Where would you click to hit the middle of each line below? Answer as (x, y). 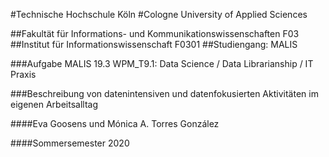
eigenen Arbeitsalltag (54, 104)
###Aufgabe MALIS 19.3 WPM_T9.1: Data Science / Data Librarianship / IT (162, 63)
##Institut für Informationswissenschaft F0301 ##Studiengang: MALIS (154, 44)
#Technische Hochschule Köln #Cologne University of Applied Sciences (159, 14)
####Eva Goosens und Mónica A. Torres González (115, 123)
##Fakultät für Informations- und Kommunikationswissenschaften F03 (155, 33)
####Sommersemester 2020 (70, 143)
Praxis (23, 74)
